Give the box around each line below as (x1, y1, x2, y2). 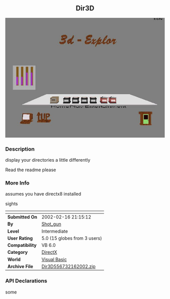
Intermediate (41, 228, 68, 234)
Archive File (7, 263, 33, 269)
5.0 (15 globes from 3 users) (41, 235, 102, 241)
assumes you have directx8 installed (5, 191, 81, 197)
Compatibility (7, 242, 37, 248)
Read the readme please (5, 167, 57, 173)
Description (5, 145, 35, 153)
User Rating (7, 235, 33, 241)
